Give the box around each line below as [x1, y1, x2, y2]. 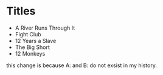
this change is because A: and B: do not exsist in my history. [6, 62, 157, 69]
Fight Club [15, 30, 41, 37]
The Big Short [15, 44, 50, 51]
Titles [6, 4, 36, 18]
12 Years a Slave [15, 37, 57, 44]
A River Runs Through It [15, 24, 75, 31]
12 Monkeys [15, 50, 46, 57]
